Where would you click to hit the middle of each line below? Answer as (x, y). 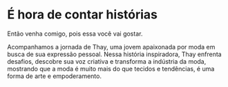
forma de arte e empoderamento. (55, 76)
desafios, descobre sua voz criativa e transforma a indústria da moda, (107, 61)
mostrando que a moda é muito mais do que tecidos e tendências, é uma (111, 69)
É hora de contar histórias (82, 15)
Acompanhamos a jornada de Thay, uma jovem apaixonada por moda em (111, 47)
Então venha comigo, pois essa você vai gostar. (75, 34)
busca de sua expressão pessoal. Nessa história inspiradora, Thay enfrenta (115, 54)
